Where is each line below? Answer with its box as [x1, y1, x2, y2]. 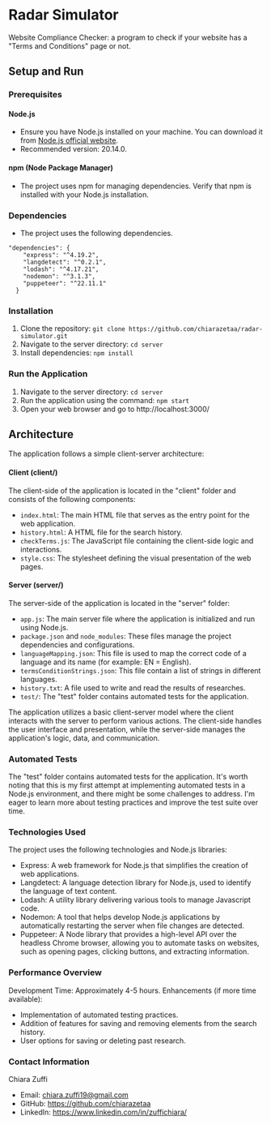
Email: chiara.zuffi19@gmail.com [19, 1089, 129, 1100]
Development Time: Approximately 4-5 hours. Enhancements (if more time [8, 985, 256, 995]
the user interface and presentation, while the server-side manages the [8, 724, 246, 734]
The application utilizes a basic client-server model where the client [8, 707, 235, 717]
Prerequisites [8, 89, 62, 101]
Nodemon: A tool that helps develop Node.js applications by [19, 912, 221, 922]
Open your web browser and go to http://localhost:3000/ [19, 404, 210, 414]
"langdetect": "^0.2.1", [23, 258, 107, 266]
